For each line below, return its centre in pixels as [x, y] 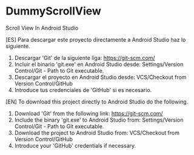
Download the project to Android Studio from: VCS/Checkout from [97, 133]
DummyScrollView [53, 11]
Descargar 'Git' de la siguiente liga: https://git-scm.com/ [85, 58]
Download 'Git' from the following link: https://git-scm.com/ [89, 113]
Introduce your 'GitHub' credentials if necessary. [75, 145]
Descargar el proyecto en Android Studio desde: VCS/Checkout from [100, 77]
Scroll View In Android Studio [42, 28]
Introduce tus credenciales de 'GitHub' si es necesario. [83, 90]
